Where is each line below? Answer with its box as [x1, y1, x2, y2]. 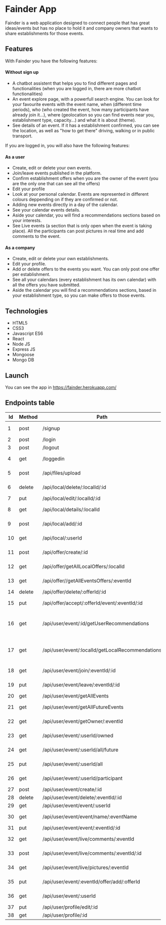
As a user [5, 154, 25, 160]
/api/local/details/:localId [42, 506, 100, 513]
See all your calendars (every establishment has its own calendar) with [12, 276, 157, 283]
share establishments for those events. [5, 30, 84, 36]
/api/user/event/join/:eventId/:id [42, 667, 116, 674]
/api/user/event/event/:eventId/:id [42, 824, 121, 831]
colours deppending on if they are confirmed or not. [12, 197, 119, 203]
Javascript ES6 [12, 330, 43, 336]
